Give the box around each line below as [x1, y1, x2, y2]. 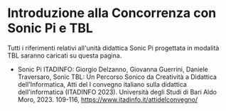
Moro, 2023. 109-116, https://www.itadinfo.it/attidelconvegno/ [17, 95, 198, 104]
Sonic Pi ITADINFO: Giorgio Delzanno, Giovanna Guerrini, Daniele [17, 65, 208, 73]
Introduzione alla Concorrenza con [7, 5, 217, 21]
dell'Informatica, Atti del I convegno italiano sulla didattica [17, 80, 187, 88]
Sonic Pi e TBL [7, 20, 94, 36]
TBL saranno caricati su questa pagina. [7, 51, 122, 60]
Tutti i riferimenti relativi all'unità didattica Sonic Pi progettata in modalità [7, 43, 220, 52]
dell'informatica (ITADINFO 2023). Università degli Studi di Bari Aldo [17, 88, 217, 96]
